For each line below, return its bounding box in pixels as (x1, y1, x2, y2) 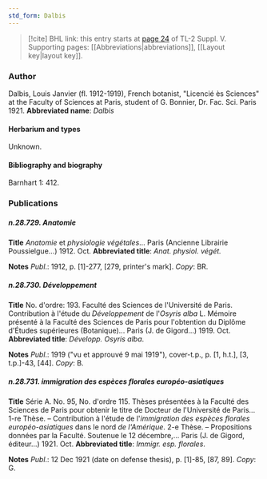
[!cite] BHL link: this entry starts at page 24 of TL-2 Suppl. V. (27, 34, 226, 43)
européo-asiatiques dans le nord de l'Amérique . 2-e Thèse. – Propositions (8, 422, 253, 432)
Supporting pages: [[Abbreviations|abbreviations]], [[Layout (27, 42, 225, 52)
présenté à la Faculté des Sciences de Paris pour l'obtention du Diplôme (8, 317, 246, 327)
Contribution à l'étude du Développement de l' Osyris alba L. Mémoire (8, 309, 237, 318)
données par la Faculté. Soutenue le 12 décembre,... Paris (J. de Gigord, (8, 431, 245, 441)
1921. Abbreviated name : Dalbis (8, 106, 114, 115)
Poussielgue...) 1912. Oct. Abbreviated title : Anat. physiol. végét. (8, 246, 221, 256)
